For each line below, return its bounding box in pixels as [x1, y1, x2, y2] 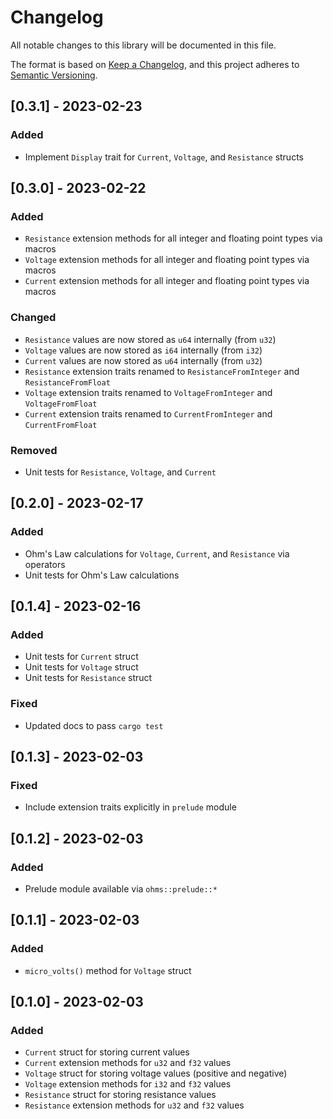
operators [24, 558, 66, 570]
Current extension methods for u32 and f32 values [24, 1057, 232, 1069]
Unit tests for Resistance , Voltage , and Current [24, 466, 217, 478]
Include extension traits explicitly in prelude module [24, 801, 237, 813]
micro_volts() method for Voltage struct [24, 964, 192, 976]
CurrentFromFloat [24, 420, 98, 430]
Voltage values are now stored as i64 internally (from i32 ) [24, 344, 263, 356]
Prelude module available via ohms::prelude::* [24, 882, 218, 895]
